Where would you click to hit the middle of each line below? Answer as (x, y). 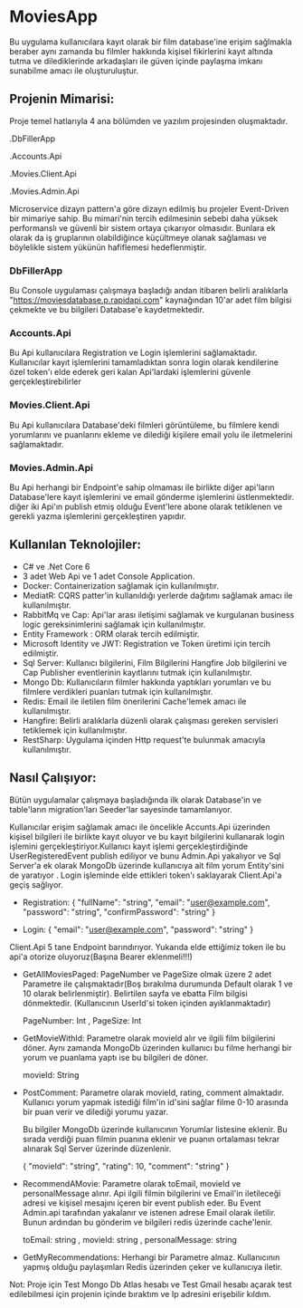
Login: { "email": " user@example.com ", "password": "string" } (138, 929)
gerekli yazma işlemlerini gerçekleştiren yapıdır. (98, 516)
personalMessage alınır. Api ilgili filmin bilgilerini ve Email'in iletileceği (151, 1193)
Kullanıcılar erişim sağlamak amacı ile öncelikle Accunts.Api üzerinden (140, 827)
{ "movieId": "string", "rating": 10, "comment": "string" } (126, 1166)
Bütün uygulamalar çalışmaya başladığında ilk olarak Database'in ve (136, 800)
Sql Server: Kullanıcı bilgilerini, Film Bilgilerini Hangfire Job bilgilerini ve (155, 662)
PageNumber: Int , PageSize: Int (82, 1020)
